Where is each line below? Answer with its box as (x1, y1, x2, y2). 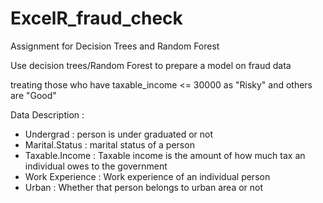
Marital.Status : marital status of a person (24, 138, 195, 151)
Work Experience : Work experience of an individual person (24, 170, 271, 182)
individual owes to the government (24, 160, 168, 172)
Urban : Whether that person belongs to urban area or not (24, 181, 264, 193)
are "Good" (10, 89, 57, 101)
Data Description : (10, 108, 85, 121)
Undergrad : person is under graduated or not (24, 128, 214, 140)
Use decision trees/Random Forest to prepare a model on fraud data (10, 59, 292, 71)
